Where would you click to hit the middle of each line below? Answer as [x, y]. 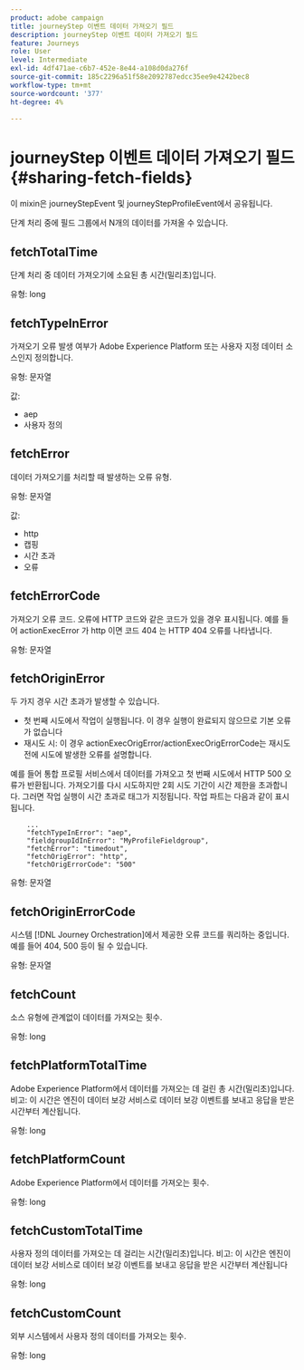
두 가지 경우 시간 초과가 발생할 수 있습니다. [85, 701]
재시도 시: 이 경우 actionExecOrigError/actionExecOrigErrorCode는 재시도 [157, 743]
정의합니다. [54, 357]
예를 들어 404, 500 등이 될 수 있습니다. [79, 946]
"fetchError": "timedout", [77, 849]
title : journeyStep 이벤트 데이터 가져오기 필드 [92, 26]
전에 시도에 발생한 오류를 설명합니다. [87, 755]
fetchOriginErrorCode [73, 912]
